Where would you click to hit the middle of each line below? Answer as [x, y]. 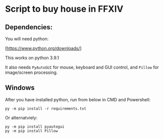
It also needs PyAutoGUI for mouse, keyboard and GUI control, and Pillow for [82, 67]
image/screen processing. [31, 72]
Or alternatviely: [21, 117]
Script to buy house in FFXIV [64, 9]
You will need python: [27, 39]
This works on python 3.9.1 [32, 58]
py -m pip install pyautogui [35, 126]
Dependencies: [29, 27]
